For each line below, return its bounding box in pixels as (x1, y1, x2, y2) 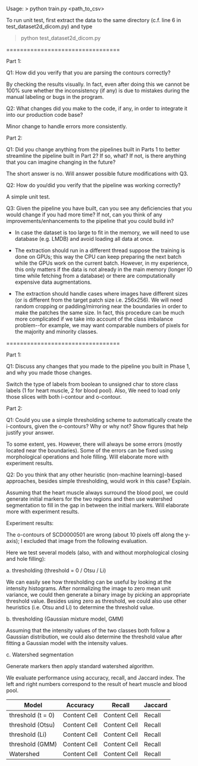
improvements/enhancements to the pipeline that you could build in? (6, 218, 174, 224)
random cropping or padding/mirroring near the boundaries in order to (14, 303, 187, 309)
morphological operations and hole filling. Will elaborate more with (6, 453, 169, 460)
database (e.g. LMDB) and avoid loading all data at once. (14, 235, 154, 242)
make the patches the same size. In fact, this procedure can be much (14, 309, 184, 316)
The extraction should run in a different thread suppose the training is (14, 247, 186, 254)
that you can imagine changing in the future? (6, 159, 116, 166)
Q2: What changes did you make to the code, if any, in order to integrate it (6, 105, 188, 112)
